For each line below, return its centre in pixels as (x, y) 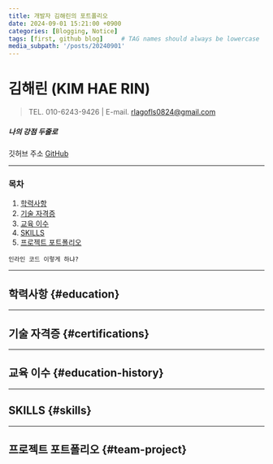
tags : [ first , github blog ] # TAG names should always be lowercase (134, 39)
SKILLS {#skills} (50, 411)
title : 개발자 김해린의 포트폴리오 (58, 16)
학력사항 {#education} (64, 294)
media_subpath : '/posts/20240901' (67, 46)
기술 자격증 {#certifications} (79, 334)
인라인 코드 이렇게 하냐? (44, 260)
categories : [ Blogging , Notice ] (63, 31)
